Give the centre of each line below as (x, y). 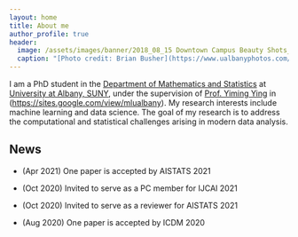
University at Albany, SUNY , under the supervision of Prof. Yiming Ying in (143, 93)
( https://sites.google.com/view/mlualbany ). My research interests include (143, 103)
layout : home (33, 17)
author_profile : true (49, 34)
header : (24, 42)
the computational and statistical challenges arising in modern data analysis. (149, 122)
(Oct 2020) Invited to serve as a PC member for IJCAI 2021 (129, 188)
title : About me (39, 26)
